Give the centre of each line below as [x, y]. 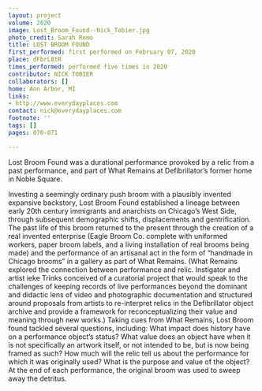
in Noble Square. [36, 179]
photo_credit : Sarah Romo [51, 37]
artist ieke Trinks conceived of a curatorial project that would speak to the [128, 277]
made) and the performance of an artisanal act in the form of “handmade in [131, 252]
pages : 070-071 [33, 132]
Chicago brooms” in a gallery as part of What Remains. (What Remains [123, 261]
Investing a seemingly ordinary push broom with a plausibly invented [120, 194]
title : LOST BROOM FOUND [49, 45]
